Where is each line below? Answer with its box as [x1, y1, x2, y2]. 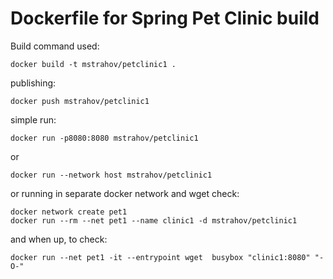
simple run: [10, 113, 57, 126]
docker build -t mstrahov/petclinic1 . [10, 59, 177, 69]
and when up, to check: [10, 233, 108, 245]
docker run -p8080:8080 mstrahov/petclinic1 [10, 133, 199, 143]
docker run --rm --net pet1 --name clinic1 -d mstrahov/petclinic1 [10, 215, 298, 226]
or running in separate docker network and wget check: [10, 187, 240, 199]
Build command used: [10, 40, 100, 52]
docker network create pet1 [10, 207, 128, 217]
